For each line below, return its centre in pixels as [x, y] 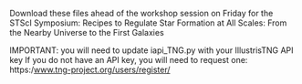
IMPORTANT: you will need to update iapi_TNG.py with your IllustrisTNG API [151, 50]
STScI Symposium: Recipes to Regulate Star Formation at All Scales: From [148, 23]
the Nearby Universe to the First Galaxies [87, 32]
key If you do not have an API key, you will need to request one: [129, 60]
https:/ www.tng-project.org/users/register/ [90, 69]
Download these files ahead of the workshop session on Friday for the [141, 13]
